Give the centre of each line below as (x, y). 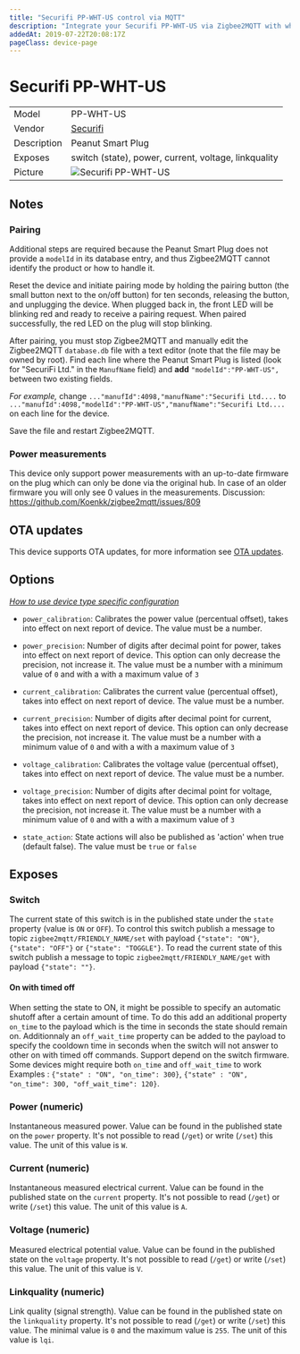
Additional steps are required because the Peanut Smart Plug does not (139, 249)
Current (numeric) (50, 1168)
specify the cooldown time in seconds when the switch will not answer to (144, 1045)
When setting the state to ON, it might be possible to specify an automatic (145, 1007)
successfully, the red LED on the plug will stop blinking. (111, 323)
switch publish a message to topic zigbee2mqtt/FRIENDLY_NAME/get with (140, 958)
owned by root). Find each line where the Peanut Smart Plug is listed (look (146, 360)
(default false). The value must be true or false (109, 846)
